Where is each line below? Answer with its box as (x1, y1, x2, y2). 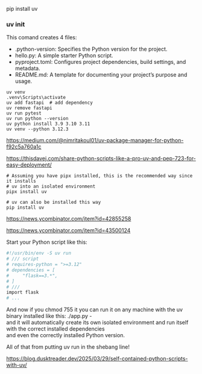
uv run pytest (6, 110, 42, 116)
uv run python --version (6, 116, 69, 122)
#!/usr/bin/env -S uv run (6, 250, 71, 256)
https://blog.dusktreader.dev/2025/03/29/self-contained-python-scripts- (6, 355, 188, 363)
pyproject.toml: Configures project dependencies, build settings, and (14, 59, 186, 66)
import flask (6, 290, 39, 296)
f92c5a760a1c (6, 143, 42, 150)
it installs (6, 178, 36, 185)
